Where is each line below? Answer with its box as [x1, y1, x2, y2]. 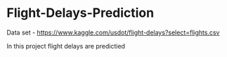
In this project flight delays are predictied [6, 42, 126, 50]
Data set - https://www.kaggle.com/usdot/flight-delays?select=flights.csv [6, 28, 220, 37]
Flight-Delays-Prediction [6, 5, 155, 21]
